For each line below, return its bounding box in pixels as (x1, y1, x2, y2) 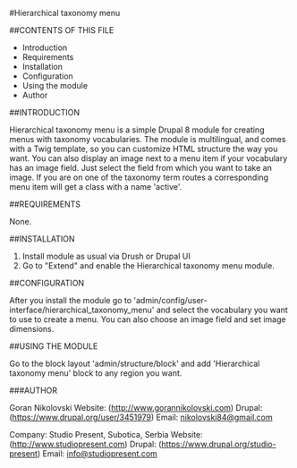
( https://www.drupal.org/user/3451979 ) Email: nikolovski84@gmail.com (9, 412, 273, 422)
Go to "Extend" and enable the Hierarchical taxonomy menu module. (21, 260, 275, 271)
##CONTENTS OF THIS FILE (9, 25, 115, 35)
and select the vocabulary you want (156, 304, 288, 315)
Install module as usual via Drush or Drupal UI (21, 251, 191, 261)
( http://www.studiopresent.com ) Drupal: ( (9, 438, 162, 449)
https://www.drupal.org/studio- (160, 438, 276, 449)
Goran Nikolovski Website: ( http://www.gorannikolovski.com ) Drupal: (9, 403, 263, 413)
